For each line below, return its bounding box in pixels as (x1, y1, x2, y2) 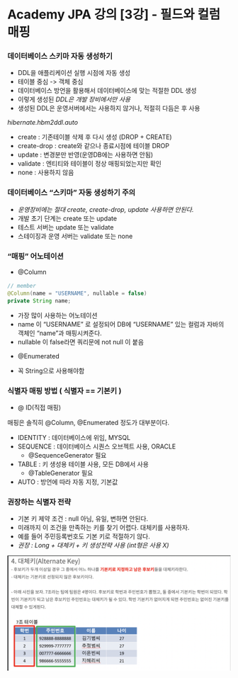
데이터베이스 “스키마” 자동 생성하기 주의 (7, 188, 136, 198)
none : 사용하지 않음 (17, 168, 74, 177)
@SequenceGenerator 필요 (28, 451, 107, 459)
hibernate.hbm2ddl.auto (7, 118, 79, 127)
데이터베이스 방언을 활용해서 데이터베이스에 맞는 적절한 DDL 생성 (17, 86, 197, 95)
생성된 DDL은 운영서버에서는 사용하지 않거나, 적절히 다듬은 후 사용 (17, 104, 200, 113)
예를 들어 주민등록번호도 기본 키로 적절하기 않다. (17, 532, 150, 541)
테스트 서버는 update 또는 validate (17, 222, 114, 231)
